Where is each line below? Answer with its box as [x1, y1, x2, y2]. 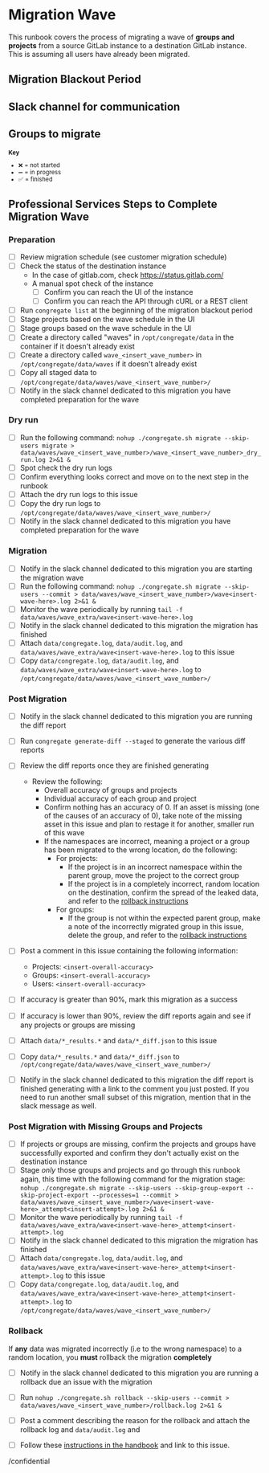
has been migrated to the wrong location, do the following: [43, 845, 238, 855]
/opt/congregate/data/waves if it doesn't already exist [19, 359, 198, 369]
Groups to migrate [8, 127, 101, 141]
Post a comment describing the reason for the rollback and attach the [19, 1415, 251, 1425]
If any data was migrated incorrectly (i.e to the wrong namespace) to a [8, 1344, 243, 1353]
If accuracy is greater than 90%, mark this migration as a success [19, 994, 238, 1005]
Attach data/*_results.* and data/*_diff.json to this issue [19, 1035, 218, 1045]
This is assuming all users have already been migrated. [8, 49, 190, 59]
